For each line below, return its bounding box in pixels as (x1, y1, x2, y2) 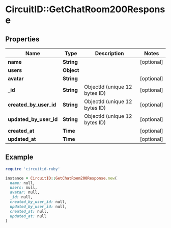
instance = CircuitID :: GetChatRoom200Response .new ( (5, 175, 117, 181)
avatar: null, (10, 190, 40, 195)
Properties (5, 35, 40, 43)
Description (95, 50, 124, 57)
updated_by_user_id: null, (10, 204, 67, 209)
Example (5, 153, 34, 162)
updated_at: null (10, 213, 47, 219)
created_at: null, (10, 209, 49, 214)
